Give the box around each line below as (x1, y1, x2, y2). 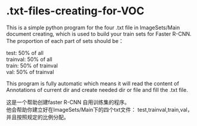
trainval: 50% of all (6, 56, 53, 63)
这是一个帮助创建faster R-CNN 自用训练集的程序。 (6, 99, 130, 106)
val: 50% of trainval (6, 68, 54, 75)
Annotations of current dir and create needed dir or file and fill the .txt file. (6, 86, 188, 93)
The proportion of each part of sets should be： (6, 37, 124, 44)
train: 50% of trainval (6, 62, 58, 69)
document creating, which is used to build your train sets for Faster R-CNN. (6, 30, 192, 37)
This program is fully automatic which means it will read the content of (6, 79, 179, 87)
